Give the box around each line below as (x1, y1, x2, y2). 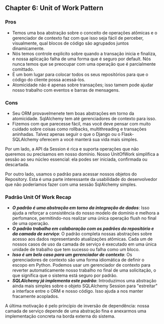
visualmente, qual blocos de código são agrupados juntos (12, 40, 129, 46)
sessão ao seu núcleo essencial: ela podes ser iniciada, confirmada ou (5, 156, 148, 162)
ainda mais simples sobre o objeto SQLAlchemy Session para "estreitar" (12, 283, 158, 289)
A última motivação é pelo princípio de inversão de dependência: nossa (5, 303, 149, 309)
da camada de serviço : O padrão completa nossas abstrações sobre (12, 231, 152, 237)
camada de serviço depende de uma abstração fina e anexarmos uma (5, 308, 147, 314)
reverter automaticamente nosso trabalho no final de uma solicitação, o (12, 267, 157, 274)
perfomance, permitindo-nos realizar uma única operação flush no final (12, 215, 157, 221)
